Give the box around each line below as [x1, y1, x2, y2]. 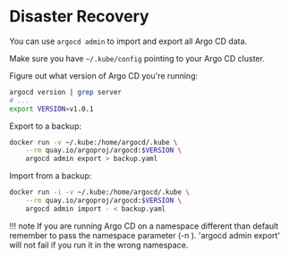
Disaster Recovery [9, 6, 149, 27]
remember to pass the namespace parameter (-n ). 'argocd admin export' [9, 230, 280, 240]
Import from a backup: [9, 171, 92, 181]
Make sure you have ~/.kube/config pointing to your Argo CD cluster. [9, 53, 266, 63]
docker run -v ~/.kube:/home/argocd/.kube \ [9, 138, 178, 146]
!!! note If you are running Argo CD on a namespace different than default [9, 221, 279, 231]
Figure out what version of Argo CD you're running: [9, 70, 199, 81]
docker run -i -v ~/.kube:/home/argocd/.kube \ [9, 188, 191, 197]
